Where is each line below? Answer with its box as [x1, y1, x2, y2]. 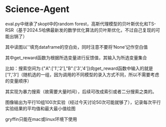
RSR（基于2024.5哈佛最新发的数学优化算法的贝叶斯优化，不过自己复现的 [5, 27, 156, 33]
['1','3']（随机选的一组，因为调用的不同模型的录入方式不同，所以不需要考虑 [5, 71, 159, 77]
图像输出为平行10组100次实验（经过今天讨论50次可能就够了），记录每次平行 [5, 99, 161, 105]
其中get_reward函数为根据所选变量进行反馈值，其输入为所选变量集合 [5, 54, 147, 61]
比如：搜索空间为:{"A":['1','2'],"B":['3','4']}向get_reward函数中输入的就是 [5, 65, 153, 71]
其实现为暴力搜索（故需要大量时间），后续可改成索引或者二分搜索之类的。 [5, 88, 157, 94]
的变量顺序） [5, 78, 32, 84]
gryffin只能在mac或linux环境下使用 [5, 116, 77, 122]
